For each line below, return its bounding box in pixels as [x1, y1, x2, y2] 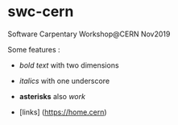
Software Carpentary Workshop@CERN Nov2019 [7, 29, 171, 39]
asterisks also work [19, 91, 86, 101]
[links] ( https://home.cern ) [19, 107, 107, 117]
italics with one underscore [19, 76, 110, 85]
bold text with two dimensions [19, 60, 119, 70]
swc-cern [7, 2, 74, 21]
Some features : [7, 44, 61, 54]
